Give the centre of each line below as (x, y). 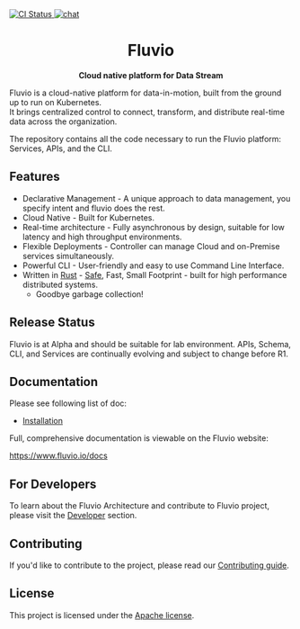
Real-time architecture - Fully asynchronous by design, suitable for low (154, 227)
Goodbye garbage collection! (89, 294)
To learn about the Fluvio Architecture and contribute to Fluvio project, (140, 506)
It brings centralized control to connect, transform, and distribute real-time (147, 112)
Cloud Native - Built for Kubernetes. (88, 217)
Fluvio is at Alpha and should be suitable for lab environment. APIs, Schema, (150, 344)
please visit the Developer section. (73, 516)
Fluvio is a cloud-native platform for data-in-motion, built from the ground (146, 93)
